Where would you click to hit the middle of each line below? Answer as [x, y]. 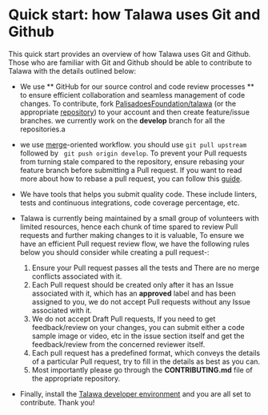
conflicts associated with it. [77, 276]
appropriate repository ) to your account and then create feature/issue [135, 112]
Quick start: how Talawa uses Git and [134, 15]
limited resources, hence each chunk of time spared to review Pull [129, 227]
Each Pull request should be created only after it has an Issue [133, 284]
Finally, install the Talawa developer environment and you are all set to [135, 393]
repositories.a [42, 129]
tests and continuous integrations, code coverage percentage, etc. [130, 203]
